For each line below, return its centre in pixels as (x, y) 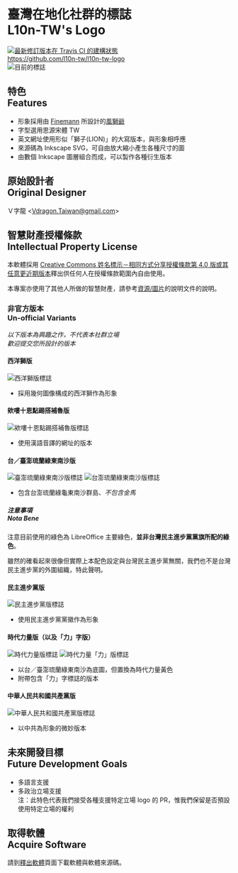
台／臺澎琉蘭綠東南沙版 (41, 460)
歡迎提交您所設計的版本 (41, 343)
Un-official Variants (42, 318)
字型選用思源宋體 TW (49, 130)
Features (27, 103)
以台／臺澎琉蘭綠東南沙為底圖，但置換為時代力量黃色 (95, 669)
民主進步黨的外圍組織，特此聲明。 (57, 570)
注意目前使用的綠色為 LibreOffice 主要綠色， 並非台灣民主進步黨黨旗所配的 (115, 537)
